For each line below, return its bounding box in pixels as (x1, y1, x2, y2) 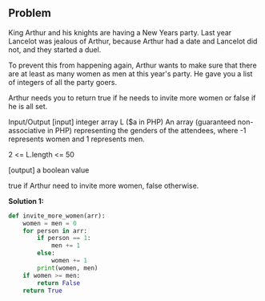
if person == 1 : (37, 234, 91, 242)
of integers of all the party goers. (8, 77, 118, 87)
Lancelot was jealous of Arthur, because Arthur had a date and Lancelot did (8, 36, 258, 46)
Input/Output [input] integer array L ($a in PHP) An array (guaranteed (8, 116, 236, 127)
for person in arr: (22, 226, 88, 235)
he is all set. (8, 101, 48, 111)
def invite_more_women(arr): (8, 212, 106, 220)
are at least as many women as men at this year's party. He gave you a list (8, 68, 253, 79)
